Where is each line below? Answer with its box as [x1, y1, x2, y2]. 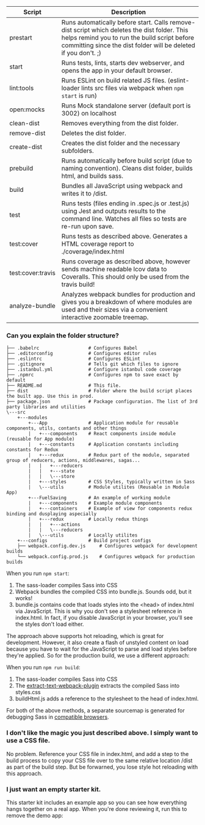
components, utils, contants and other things [6, 425, 127, 431]
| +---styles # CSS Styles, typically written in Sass [28, 479, 195, 485]
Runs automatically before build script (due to [61, 156, 192, 164]
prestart [9, 34, 32, 42]
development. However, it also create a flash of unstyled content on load [6, 639, 189, 647]
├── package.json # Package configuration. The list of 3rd [6, 398, 198, 405]
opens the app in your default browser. [61, 67, 173, 75]
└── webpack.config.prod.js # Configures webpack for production [17, 554, 195, 560]
